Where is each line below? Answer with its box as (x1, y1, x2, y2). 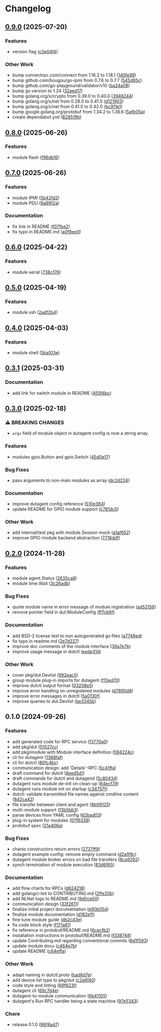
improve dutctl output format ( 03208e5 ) (12, 683, 94, 688)
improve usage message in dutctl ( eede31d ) (12, 649, 101, 654)
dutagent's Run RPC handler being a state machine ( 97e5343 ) (12, 998, 138, 1004)
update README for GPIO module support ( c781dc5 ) (12, 506, 119, 512)
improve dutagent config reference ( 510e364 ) (12, 501, 105, 507)
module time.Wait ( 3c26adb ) (12, 580, 70, 586)
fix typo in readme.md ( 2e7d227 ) (12, 638, 79, 644)
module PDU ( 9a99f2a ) (12, 200, 60, 206)
